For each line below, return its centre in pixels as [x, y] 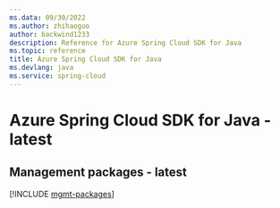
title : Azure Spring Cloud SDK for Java [86, 59]
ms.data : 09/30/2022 [48, 17]
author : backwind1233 [50, 34]
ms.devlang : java [42, 68]
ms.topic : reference [48, 51]
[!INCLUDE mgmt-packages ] [62, 194]
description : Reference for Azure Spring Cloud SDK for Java [126, 43]
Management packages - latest [98, 173]
